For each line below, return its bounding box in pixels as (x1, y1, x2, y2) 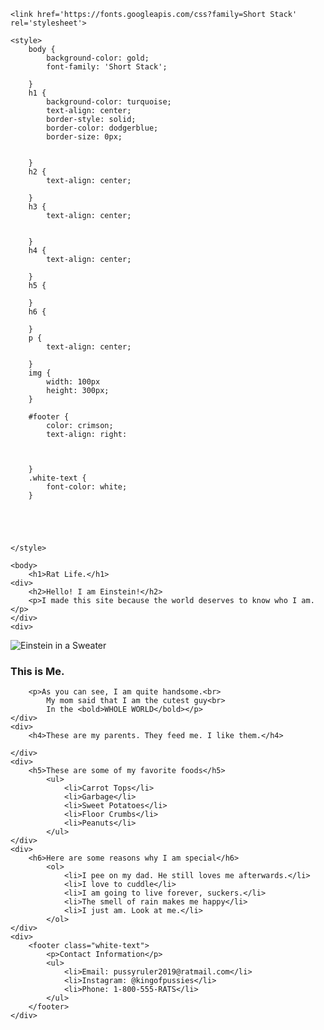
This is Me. (10, 664, 65, 678)
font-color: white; (46, 482, 128, 492)
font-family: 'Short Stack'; (46, 62, 168, 72)
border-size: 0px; (46, 132, 123, 142)
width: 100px (46, 377, 101, 387)
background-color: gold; (46, 53, 150, 63)
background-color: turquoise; (46, 97, 172, 107)
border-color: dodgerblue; (46, 123, 159, 133)
